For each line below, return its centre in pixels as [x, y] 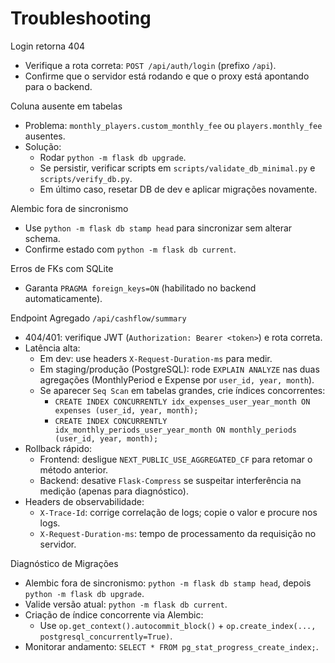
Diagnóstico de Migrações [64, 563]
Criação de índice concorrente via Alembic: [114, 614]
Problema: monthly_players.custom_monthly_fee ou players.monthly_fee [173, 125]
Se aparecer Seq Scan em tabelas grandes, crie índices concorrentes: [182, 390]
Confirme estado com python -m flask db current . [130, 249]
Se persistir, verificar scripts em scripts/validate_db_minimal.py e [177, 168]
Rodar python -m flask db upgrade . [113, 157]
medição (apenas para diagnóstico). [114, 491]
